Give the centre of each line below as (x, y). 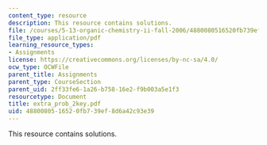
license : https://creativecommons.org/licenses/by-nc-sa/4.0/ (113, 60)
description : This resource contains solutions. (90, 23)
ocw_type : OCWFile (39, 67)
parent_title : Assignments (53, 74)
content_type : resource (48, 15)
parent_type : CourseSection (55, 82)
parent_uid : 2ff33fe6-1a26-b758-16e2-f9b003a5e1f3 (94, 89)
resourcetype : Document (48, 97)
